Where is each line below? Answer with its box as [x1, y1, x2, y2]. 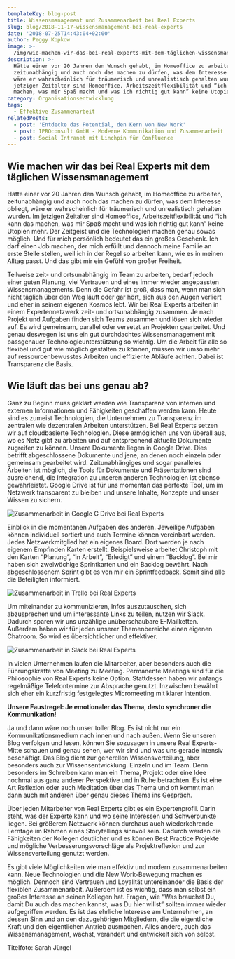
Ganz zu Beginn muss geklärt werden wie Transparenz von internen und [7, 398, 215, 407]
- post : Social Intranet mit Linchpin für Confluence [13, 134, 173, 141]
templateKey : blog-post [7, 10, 77, 18]
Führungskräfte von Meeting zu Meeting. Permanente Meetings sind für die [7, 666, 225, 675]
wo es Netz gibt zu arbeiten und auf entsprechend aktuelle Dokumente [7, 436, 212, 444]
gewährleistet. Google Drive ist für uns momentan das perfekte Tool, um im [7, 481, 224, 489]
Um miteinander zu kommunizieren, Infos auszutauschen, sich [7, 602, 187, 610]
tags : [7, 102, 23, 109]
